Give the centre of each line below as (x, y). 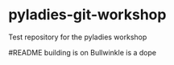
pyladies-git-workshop (87, 15)
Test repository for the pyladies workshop (78, 37)
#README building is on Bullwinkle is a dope (83, 52)
